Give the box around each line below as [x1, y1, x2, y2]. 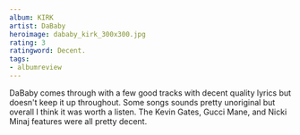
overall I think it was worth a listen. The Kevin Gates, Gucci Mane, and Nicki [9, 106, 287, 117]
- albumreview [9, 63, 63, 72]
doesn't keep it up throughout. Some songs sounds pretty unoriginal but [9, 97, 276, 107]
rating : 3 [9, 38, 47, 47]
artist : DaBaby [9, 21, 66, 30]
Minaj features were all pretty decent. [9, 115, 148, 126]
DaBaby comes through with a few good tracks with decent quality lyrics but [9, 87, 292, 98]
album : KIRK [9, 13, 54, 22]
